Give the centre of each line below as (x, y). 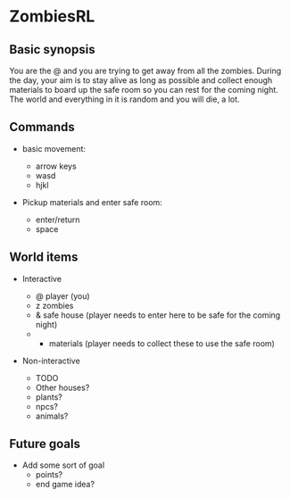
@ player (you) (63, 295)
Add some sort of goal (63, 465)
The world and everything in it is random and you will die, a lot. (124, 99)
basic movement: (54, 148)
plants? (49, 397)
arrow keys (56, 166)
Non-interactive (51, 361)
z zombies (54, 305)
